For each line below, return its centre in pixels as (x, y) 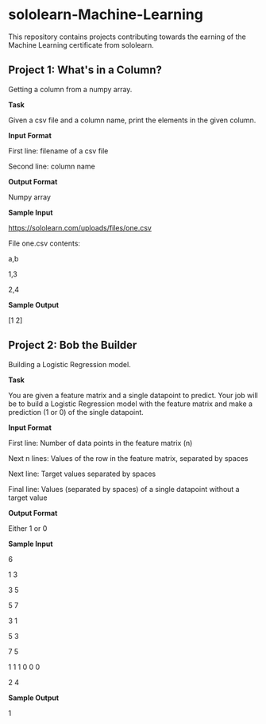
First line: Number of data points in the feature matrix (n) (100, 443)
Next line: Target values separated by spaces (82, 474)
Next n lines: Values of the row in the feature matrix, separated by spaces (128, 458)
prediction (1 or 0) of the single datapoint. (76, 412)
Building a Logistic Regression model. (69, 364)
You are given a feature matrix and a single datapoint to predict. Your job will (133, 395)
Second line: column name (52, 166)
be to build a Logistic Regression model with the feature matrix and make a (130, 404)
